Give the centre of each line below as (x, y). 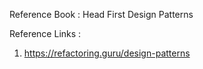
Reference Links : (45, 33)
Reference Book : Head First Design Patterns (101, 14)
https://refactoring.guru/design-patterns (107, 53)
